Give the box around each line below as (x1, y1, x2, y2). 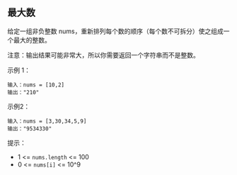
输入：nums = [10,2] (7, 81, 65, 89)
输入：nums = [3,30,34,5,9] (7, 118, 87, 125)
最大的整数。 (13, 35, 51, 44)
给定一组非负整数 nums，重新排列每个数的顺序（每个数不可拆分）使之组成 (7, 27, 224, 35)
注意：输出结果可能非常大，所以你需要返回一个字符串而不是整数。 (7, 50, 200, 59)
